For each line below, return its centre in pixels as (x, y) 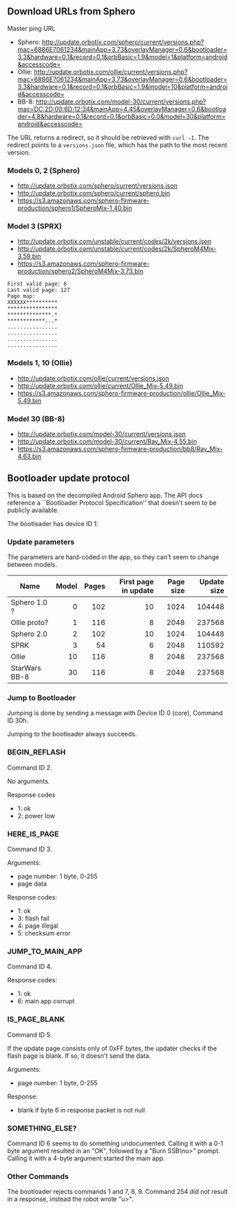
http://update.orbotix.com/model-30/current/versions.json (101, 434)
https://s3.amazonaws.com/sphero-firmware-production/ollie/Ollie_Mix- (121, 393)
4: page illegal (38, 926)
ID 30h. (18, 720)
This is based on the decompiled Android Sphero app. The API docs (105, 495)
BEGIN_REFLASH (37, 752)
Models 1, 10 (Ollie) (40, 363)
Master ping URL (31, 28)
